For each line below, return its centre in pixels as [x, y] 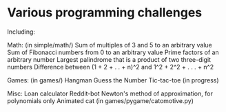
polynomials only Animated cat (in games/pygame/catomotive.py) [101, 100]
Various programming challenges [104, 13]
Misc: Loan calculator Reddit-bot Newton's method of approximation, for [110, 93]
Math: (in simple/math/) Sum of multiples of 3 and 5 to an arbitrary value [110, 45]
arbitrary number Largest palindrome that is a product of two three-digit [109, 59]
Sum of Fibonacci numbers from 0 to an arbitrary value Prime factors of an [113, 52]
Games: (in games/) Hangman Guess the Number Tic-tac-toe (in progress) [113, 80]
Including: [21, 32]
